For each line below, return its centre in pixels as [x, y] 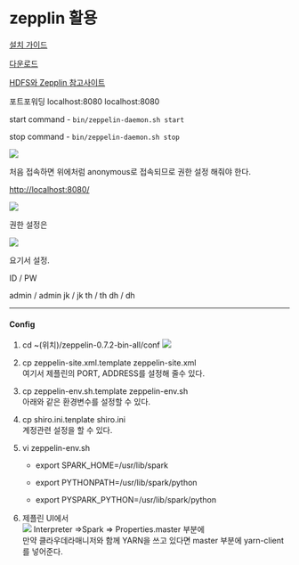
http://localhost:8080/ [50, 189]
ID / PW [23, 278]
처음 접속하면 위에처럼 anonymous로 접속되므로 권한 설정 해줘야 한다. [130, 171]
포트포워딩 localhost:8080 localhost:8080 [85, 101]
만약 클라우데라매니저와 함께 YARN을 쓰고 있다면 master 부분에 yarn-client [153, 541]
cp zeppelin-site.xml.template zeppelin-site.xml [109, 363]
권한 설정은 [28, 225]
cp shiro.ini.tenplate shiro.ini [74, 420]
